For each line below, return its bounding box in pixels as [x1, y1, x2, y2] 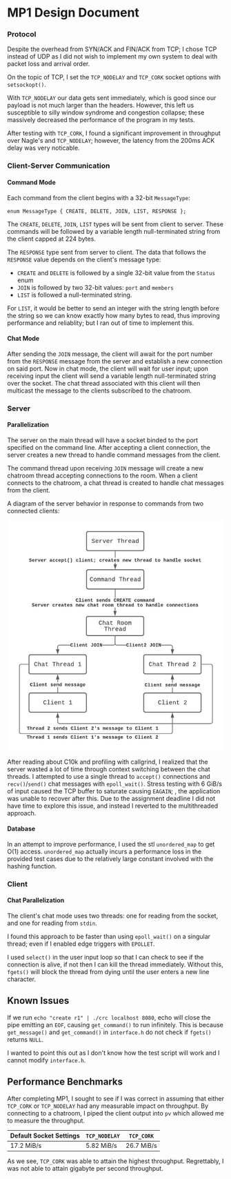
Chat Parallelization [7, 896, 65, 904]
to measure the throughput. [7, 1116, 85, 1124]
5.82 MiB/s [86, 1142, 117, 1150]
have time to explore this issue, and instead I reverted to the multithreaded [7, 802, 219, 810]
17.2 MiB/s [10, 1142, 42, 1150]
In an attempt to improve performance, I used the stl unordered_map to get [7, 840, 215, 848]
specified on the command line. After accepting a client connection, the [7, 443, 210, 451]
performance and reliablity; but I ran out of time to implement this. [7, 319, 194, 327]
